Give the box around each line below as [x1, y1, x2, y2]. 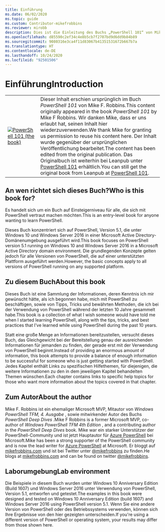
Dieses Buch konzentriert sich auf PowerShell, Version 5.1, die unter [5, 227, 142, 233]
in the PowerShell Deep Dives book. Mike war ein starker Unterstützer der [5, 427, 154, 433]
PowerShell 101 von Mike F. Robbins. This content [40, 102, 156, 109]
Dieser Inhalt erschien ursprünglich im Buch [40, 96, 141, 103]
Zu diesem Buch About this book [5, 278, 106, 286]
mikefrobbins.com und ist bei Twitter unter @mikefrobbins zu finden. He [5, 448, 150, 454]
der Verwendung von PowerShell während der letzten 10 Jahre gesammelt [5, 306, 156, 312]
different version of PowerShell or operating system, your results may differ [5, 517, 158, 523]
